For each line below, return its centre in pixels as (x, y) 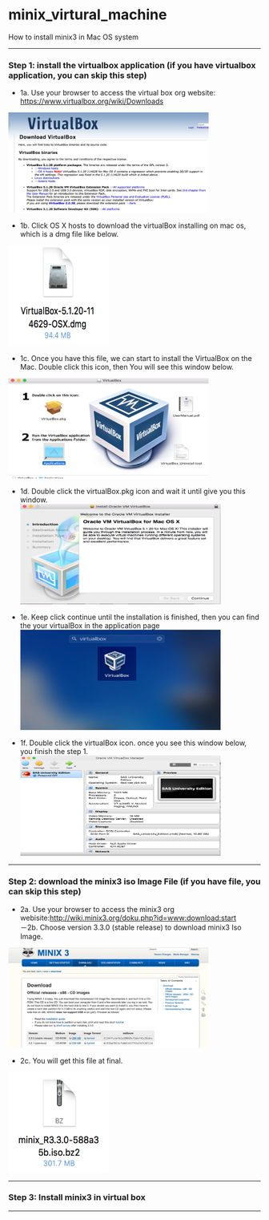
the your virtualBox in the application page (90, 626)
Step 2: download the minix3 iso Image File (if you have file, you (134, 882)
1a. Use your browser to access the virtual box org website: (118, 93)
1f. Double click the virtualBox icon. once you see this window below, (133, 743)
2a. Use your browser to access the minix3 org (97, 909)
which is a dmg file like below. (69, 234)
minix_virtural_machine (88, 15)
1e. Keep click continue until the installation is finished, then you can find (139, 617)
